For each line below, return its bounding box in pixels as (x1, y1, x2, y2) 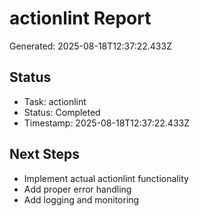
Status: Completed (23, 106, 101, 118)
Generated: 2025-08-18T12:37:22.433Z (9, 40, 172, 52)
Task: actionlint (23, 95, 87, 107)
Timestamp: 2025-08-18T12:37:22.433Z (23, 117, 190, 129)
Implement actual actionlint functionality (23, 172, 189, 184)
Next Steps (9, 146, 80, 163)
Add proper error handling (23, 183, 132, 195)
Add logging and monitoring (23, 193, 140, 206)
